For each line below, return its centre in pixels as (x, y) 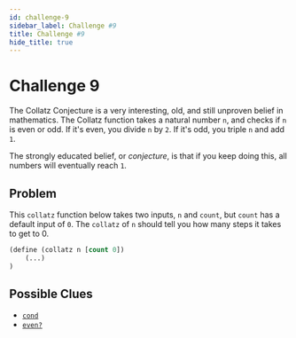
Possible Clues (51, 294)
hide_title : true (41, 42)
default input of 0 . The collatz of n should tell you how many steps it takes (145, 224)
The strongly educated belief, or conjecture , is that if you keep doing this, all (148, 156)
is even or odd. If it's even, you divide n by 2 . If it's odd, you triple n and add (147, 130)
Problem (33, 193)
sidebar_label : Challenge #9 (63, 26)
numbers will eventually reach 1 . (68, 166)
